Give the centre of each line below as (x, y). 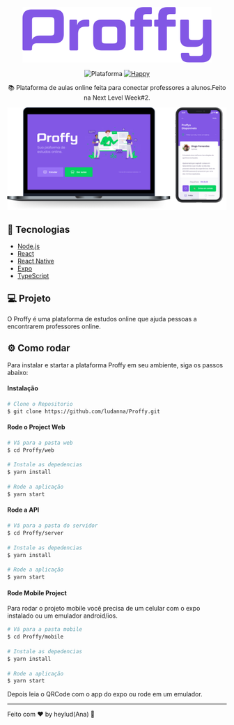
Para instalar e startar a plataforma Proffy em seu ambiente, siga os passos (115, 365)
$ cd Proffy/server (36, 533)
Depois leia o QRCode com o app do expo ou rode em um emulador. (105, 694)
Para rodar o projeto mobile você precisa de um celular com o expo (104, 609)
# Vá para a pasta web (40, 443)
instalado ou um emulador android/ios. (63, 616)
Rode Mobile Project (37, 593)
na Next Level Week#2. (117, 98)
